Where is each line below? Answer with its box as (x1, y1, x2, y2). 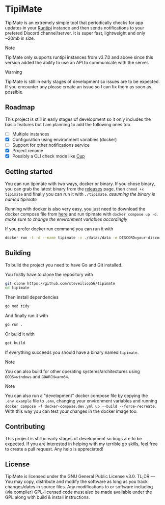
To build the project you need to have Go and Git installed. (5, 262, 123, 268)
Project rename (12, 147, 43, 153)
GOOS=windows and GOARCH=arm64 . (5, 373, 70, 379)
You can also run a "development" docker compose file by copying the (5, 393, 148, 399)
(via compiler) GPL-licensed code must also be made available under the (5, 489, 152, 495)
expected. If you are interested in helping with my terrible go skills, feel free (5, 441, 158, 447)
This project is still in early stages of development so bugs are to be (5, 435, 142, 441)
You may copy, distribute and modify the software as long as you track (5, 478, 148, 484)
